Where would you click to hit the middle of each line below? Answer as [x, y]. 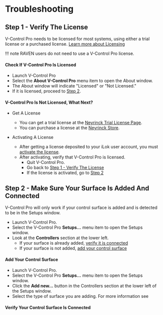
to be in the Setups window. [33, 213]
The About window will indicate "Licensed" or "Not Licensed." [74, 86]
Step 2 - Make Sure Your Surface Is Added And [77, 188]
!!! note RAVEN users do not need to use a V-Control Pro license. [70, 53]
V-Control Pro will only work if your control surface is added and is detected [81, 208]
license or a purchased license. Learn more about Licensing [65, 44]
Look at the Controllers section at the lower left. [60, 238]
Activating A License [33, 137]
